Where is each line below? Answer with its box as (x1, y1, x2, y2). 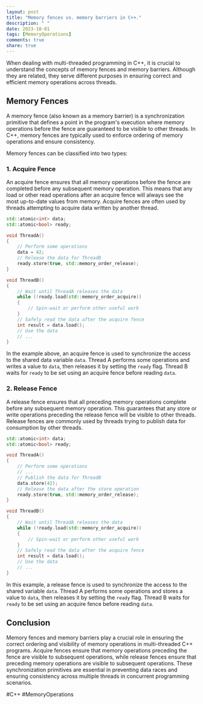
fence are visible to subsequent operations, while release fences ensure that (6, 653, 197, 660)
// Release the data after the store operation (17, 485, 139, 492)
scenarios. (6, 679, 33, 686)
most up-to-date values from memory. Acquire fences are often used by (6, 197, 186, 205)
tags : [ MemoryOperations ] (6, 31, 71, 38)
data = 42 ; (17, 249, 45, 255)
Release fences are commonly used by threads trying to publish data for (6, 417, 186, 424)
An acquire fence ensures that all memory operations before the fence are (6, 178, 191, 185)
